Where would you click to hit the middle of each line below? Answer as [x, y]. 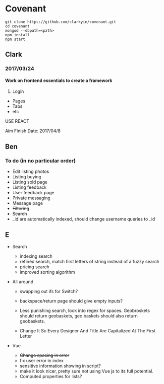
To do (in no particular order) [40, 160]
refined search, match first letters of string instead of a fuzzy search [89, 261]
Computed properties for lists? [51, 376]
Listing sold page [30, 182]
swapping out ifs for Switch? [49, 291]
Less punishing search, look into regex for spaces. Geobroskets [85, 310]
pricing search [34, 267]
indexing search [36, 256]
